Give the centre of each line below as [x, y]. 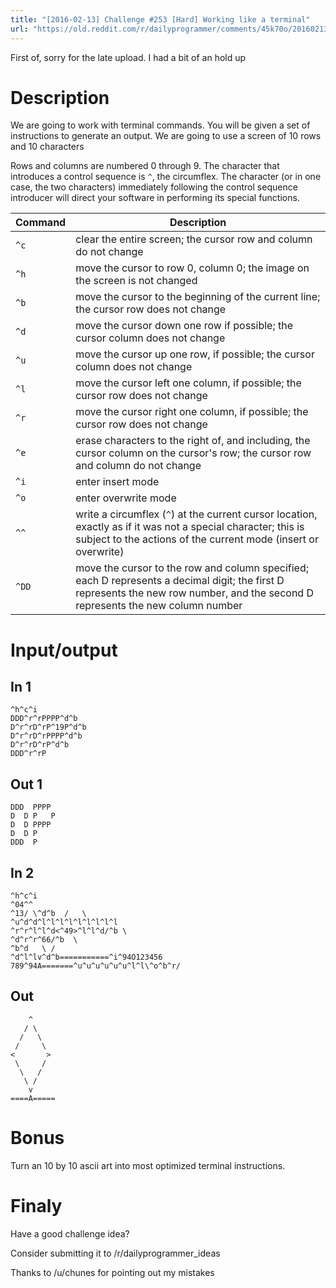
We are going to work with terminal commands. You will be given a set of [160, 125]
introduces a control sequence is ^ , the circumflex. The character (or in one [166, 177]
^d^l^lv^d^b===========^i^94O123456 [86, 957]
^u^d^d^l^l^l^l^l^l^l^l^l [64, 922]
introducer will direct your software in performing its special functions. [155, 198]
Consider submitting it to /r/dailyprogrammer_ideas [115, 1253]
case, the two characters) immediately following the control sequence [154, 187]
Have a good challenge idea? [70, 1233]
